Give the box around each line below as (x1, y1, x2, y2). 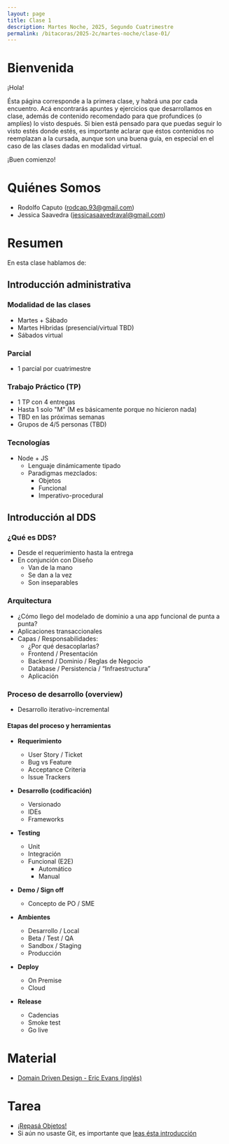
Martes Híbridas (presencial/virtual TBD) (17, 323, 134, 332)
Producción (27, 949, 62, 958)
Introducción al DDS (7, 512, 97, 524)
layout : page (7, 10, 46, 18)
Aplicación (27, 672, 59, 680)
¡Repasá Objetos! (17, 1122, 67, 1130)
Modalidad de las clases (7, 300, 91, 310)
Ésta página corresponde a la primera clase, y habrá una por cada (7, 97, 198, 105)
